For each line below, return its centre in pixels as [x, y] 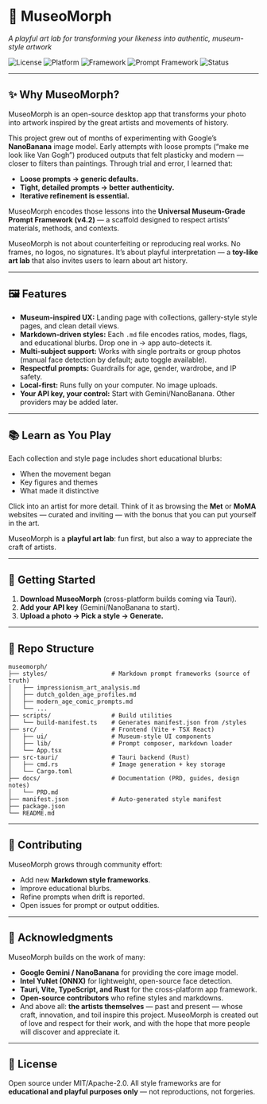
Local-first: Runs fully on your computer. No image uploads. [119, 385]
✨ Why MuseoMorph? [64, 95]
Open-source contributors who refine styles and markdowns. [122, 998]
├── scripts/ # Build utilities [90, 716]
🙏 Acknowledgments [61, 938]
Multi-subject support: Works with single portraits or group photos [130, 351]
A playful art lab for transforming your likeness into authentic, [109, 38]
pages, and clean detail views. [69, 325]
